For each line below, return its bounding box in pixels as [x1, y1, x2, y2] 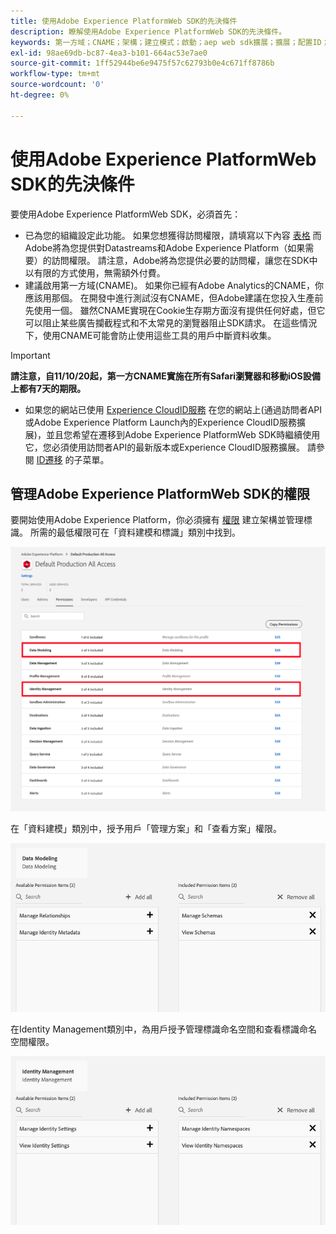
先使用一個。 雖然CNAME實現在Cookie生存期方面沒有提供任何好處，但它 [24, 304, 326, 316]
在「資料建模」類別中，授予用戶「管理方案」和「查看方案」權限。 [10, 823, 282, 835]
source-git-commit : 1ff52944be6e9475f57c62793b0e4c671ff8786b [10, 58, 275, 69]
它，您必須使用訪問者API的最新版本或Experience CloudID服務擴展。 [24, 441, 306, 453]
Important [10, 349, 51, 361]
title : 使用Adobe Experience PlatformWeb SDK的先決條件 [10, 16, 238, 26]
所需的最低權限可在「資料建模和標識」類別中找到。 [29, 526, 241, 539]
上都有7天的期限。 [10, 382, 87, 394]
